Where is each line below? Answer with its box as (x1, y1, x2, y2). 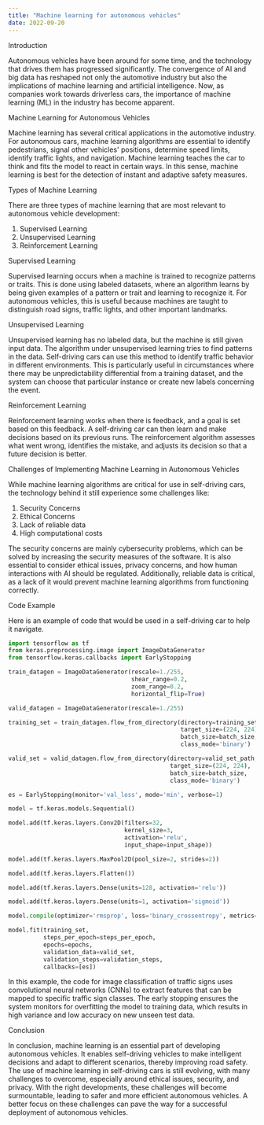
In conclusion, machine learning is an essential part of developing (8, 1041, 221, 1050)
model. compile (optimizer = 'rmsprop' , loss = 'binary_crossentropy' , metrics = (8, 912, 258, 920)
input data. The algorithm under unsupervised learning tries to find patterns (8, 343, 253, 352)
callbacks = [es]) (42, 963, 97, 971)
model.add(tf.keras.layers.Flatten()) (8, 869, 135, 877)
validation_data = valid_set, (42, 948, 135, 956)
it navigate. (8, 624, 45, 633)
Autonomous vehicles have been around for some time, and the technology (8, 56, 252, 65)
